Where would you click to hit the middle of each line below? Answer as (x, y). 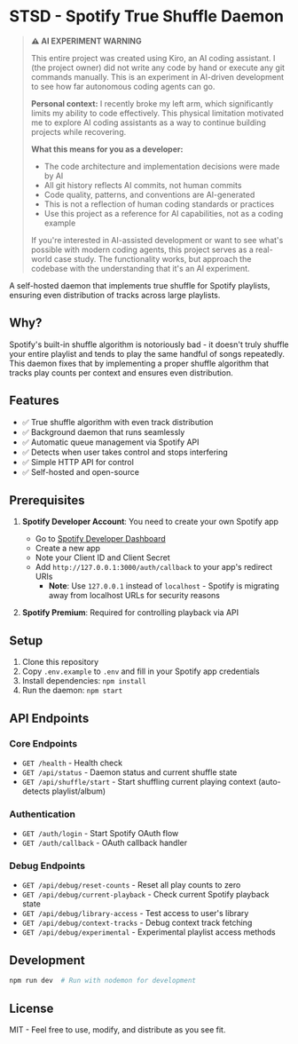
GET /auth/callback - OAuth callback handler (105, 843)
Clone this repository (60, 662)
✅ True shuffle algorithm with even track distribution (118, 422)
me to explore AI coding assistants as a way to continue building (148, 123)
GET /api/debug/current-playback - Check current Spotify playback (145, 895)
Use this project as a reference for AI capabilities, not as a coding (164, 213)
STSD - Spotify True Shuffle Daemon (146, 16)
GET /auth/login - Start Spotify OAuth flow (100, 834)
